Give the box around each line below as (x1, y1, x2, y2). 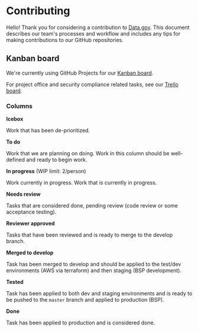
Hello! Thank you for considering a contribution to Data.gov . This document (6, 24, 190, 31)
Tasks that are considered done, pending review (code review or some (6, 202, 178, 209)
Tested (6, 279, 24, 286)
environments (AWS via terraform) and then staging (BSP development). (6, 267, 182, 274)
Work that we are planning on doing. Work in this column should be (6, 150, 170, 157)
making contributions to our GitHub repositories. (6, 36, 124, 43)
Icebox (6, 116, 24, 123)
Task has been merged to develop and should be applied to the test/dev (6, 261, 181, 268)
